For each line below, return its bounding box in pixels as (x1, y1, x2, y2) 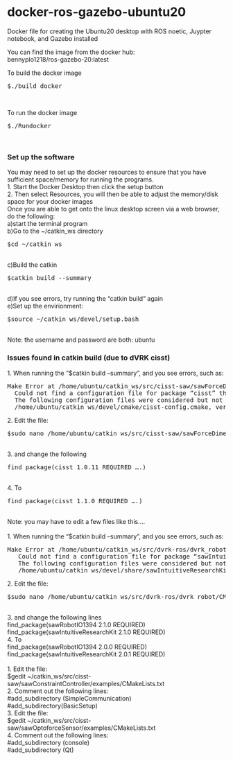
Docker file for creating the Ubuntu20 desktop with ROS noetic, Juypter (7, 27, 212, 35)
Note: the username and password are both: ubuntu (7, 335, 155, 344)
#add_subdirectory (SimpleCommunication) (7, 694, 132, 702)
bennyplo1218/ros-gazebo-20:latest (7, 55, 110, 63)
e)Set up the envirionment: (7, 302, 83, 310)
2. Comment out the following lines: (7, 687, 109, 695)
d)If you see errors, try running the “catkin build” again (7, 295, 163, 303)
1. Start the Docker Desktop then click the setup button (7, 183, 164, 191)
